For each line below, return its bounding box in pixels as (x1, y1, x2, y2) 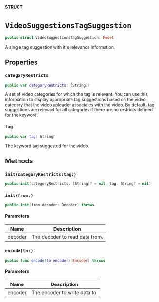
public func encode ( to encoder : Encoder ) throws (5, 258, 106, 263)
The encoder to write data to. (31, 289, 98, 296)
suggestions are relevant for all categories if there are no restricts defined (5, 107, 153, 113)
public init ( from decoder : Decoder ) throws (5, 203, 95, 208)
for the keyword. (5, 112, 38, 118)
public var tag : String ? (5, 134, 55, 139)
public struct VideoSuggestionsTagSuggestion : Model (5, 35, 114, 40)
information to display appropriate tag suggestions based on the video (5, 97, 146, 103)
